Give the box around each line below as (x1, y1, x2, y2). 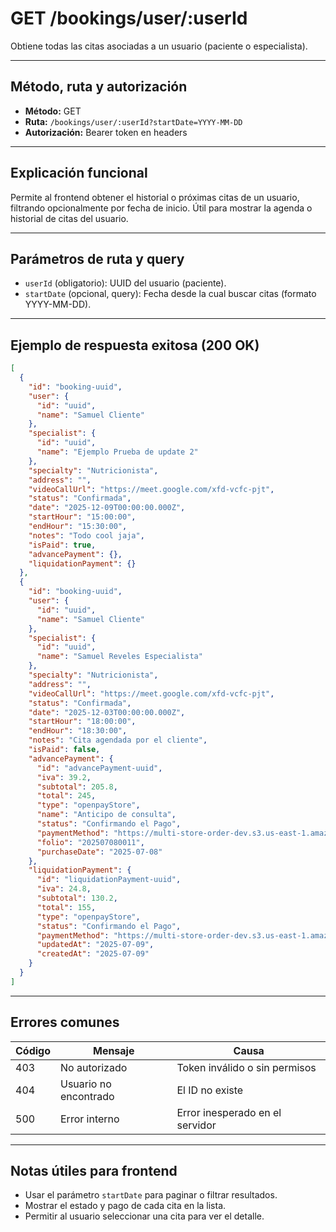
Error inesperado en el (176, 1105, 282, 1119)
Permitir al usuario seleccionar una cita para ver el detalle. (24, 1210, 265, 1222)
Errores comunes (10, 1014, 120, 1031)
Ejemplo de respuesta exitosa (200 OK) (10, 337, 260, 354)
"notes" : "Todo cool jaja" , (28, 530, 145, 541)
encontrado (60, 1089, 115, 1103)
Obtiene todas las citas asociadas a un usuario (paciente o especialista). (10, 40, 308, 52)
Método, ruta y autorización (10, 78, 188, 96)
